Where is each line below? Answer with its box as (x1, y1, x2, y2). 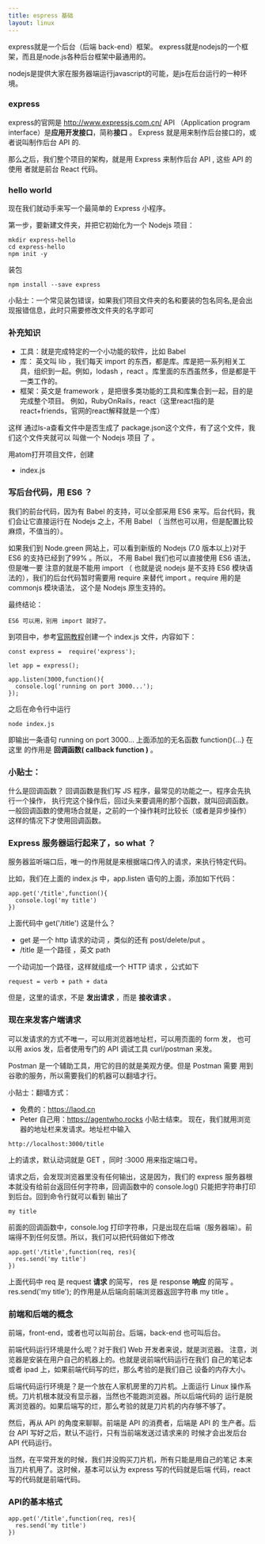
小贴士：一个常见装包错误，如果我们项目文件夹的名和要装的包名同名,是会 (8, 296, 247, 305)
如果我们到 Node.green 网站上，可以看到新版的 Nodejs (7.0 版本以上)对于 (8, 543, 247, 552)
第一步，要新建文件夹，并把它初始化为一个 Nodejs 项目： (8, 220, 195, 230)
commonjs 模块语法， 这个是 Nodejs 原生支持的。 (8, 583, 170, 592)
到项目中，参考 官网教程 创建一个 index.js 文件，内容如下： (8, 632, 197, 641)
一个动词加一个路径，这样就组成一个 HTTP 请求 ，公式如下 (8, 962, 199, 972)
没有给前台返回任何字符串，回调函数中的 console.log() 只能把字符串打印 (21, 1182, 256, 1191)
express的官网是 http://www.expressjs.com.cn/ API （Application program (8, 117, 251, 127)
